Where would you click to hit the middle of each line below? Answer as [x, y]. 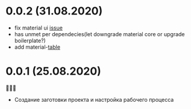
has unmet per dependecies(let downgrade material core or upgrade [99, 34]
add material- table [37, 47]
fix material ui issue [38, 28]
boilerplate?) [30, 40]
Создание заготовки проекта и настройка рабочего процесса [94, 99]
